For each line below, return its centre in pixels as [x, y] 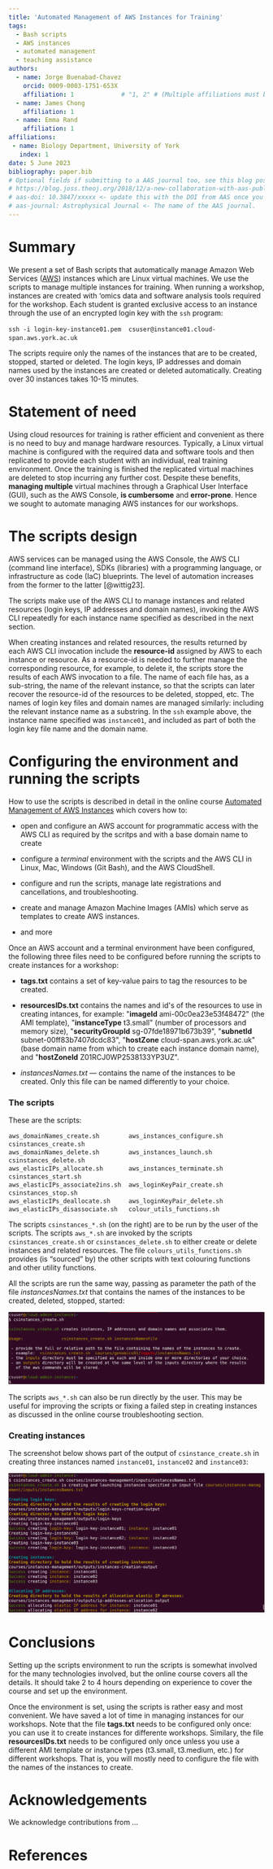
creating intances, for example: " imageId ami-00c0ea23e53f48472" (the [142, 1013]
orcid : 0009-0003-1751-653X [70, 85]
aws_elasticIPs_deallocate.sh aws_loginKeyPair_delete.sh [116, 1201]
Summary [42, 247]
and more [36, 932]
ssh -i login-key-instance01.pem [65, 329]
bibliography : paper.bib [50, 172]
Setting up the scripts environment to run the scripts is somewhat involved [133, 1665]
